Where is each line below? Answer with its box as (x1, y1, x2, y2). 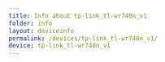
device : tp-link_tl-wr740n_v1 (8, 42, 111, 50)
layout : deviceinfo (8, 27, 75, 35)
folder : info (8, 19, 53, 27)
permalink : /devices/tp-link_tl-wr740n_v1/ (8, 34, 158, 43)
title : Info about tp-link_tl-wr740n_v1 (8, 11, 148, 20)
